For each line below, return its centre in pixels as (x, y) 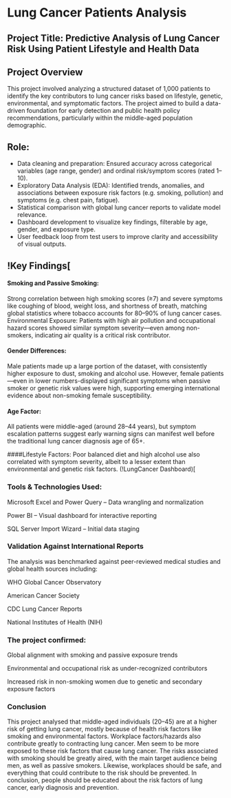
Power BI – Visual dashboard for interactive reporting (82, 515)
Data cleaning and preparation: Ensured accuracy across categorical (114, 164)
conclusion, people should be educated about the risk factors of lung (105, 780)
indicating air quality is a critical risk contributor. (102, 335)
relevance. (32, 215)
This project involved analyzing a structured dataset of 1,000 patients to (109, 89)
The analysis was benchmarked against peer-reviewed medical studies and (114, 561)
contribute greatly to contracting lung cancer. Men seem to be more (103, 744)
